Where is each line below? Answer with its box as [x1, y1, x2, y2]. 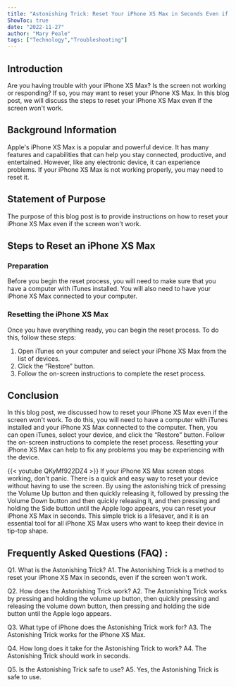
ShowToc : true [7, 17, 49, 24]
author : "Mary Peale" [7, 30, 71, 37]
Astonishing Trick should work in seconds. [7, 652, 130, 660]
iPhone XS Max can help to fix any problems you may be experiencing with [7, 445, 225, 454]
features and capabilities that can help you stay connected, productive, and [7, 150, 227, 159]
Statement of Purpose [7, 193, 106, 205]
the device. [7, 453, 40, 462]
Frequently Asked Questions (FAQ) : [7, 547, 168, 559]
